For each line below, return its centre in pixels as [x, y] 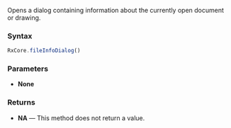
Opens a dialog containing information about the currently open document [116, 10]
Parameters [28, 69]
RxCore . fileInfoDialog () [44, 51]
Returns [21, 103]
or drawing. [24, 18]
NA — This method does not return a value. [81, 118]
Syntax [20, 36]
